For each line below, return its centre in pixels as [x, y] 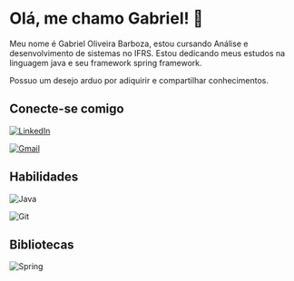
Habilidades [44, 177]
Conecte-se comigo [67, 109]
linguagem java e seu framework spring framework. [106, 63]
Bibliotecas [42, 244]
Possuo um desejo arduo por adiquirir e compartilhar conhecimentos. [139, 80]
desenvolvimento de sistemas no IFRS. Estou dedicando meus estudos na [147, 53]
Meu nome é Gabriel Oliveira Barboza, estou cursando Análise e [129, 44]
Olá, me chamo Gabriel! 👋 [107, 19]
